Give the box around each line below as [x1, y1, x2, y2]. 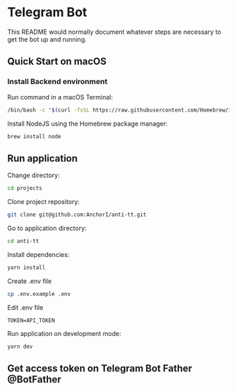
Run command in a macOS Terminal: [7, 92, 114, 101]
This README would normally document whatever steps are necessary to [7, 28, 221, 36]
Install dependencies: [7, 250, 70, 258]
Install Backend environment [7, 77, 108, 87]
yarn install [7, 264, 46, 271]
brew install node [7, 133, 61, 140]
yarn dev [7, 343, 33, 350]
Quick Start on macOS [7, 56, 107, 68]
